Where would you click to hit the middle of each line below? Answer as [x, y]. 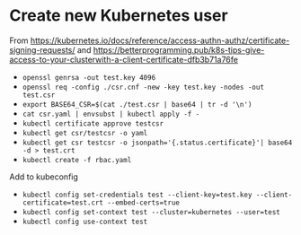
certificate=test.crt [62, 203]
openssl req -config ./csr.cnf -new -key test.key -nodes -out [143, 87]
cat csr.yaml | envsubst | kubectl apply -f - [111, 114]
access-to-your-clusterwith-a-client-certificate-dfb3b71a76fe [124, 59]
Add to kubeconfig [44, 177]
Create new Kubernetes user [119, 16]
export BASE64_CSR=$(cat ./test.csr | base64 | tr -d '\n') [137, 104]
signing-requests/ [42, 49]
